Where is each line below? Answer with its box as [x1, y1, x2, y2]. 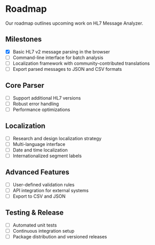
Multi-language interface [12, 141, 66, 147]
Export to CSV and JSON [12, 193, 66, 199]
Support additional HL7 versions [12, 95, 81, 101]
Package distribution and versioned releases [12, 234, 107, 239]
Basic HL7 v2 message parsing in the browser [12, 48, 110, 54]
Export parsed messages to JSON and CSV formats [12, 66, 122, 72]
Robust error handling [12, 101, 59, 107]
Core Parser [5, 81, 45, 90]
